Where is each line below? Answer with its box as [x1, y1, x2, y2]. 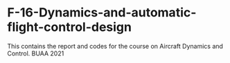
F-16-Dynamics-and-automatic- [7, 5, 197, 21]
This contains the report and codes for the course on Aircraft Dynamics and [7, 42, 224, 50]
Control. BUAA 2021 [7, 49, 64, 58]
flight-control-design [7, 19, 132, 35]
